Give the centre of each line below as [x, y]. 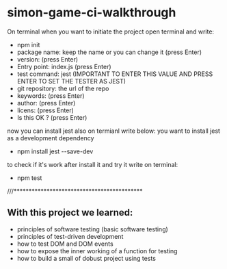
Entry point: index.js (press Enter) [64, 66]
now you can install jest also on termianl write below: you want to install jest [114, 131]
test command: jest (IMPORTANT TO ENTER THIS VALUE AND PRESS [115, 74]
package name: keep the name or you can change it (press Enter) [109, 52]
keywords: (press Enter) [51, 95]
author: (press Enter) [46, 103]
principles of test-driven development [70, 236]
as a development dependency [51, 138]
